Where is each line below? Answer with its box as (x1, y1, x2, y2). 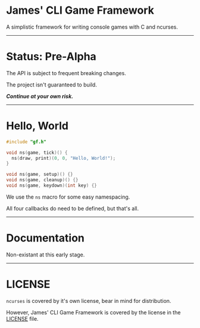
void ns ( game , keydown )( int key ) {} (6, 182, 97, 188)
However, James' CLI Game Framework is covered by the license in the (6, 308, 181, 316)
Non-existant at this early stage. (6, 251, 85, 258)
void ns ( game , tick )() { (6, 150, 68, 156)
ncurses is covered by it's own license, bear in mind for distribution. (6, 297, 171, 304)
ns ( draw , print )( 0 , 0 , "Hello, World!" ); (11, 155, 116, 161)
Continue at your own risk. (6, 92, 73, 100)
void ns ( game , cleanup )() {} (6, 177, 79, 183)
